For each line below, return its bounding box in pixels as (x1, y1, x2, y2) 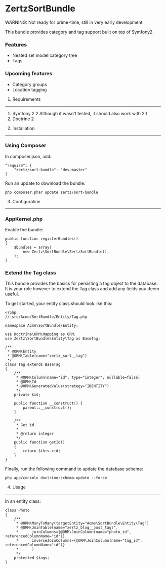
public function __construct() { (14, 401, 83, 406)
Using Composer (5, 142, 46, 149)
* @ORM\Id (16, 379, 37, 385)
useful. (5, 291, 19, 297)
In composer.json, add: (5, 153, 52, 159)
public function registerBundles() (5, 236, 79, 241)
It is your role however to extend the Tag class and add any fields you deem (5, 286, 160, 292)
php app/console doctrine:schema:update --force (5, 476, 107, 481)
